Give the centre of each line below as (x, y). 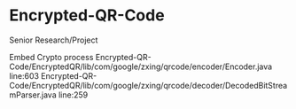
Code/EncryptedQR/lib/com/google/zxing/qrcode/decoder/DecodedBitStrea (148, 85)
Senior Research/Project (54, 40)
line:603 (24, 75)
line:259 (73, 95)
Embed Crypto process (51, 57)
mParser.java (33, 95)
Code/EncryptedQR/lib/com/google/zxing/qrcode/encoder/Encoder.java (141, 66)
